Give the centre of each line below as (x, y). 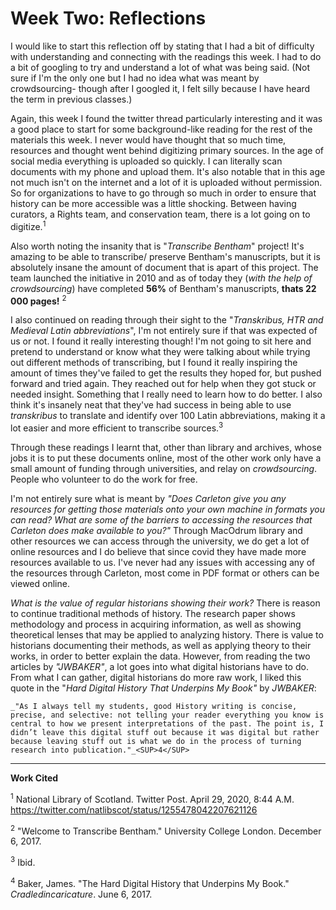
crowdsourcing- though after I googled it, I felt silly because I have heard (160, 88)
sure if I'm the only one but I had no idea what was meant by (135, 78)
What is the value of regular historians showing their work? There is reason (165, 603)
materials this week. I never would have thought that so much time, (148, 139)
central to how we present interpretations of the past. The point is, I (167, 723)
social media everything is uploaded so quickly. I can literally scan (146, 161)
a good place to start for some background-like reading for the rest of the (161, 129)
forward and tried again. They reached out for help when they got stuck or (163, 384)
